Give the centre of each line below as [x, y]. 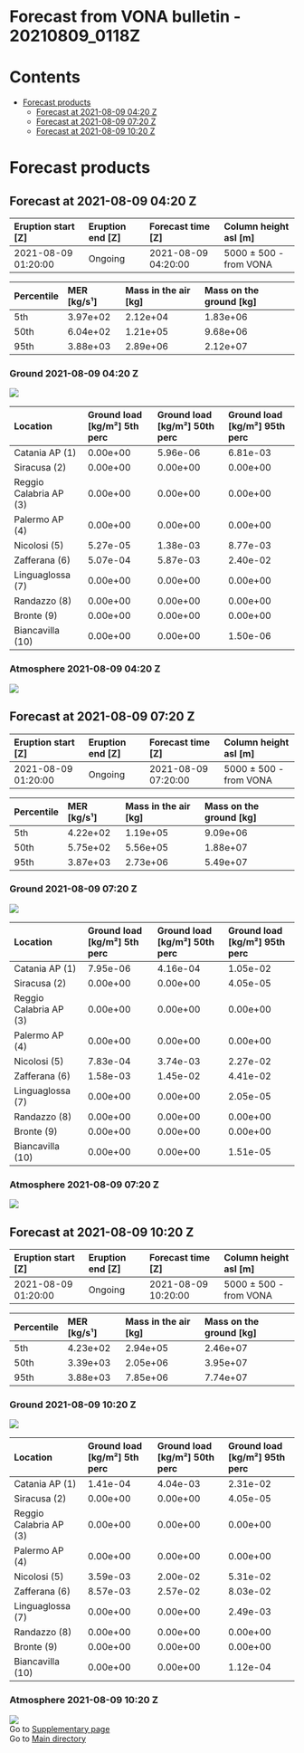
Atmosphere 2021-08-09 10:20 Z [84, 1701]
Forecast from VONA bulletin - [125, 17]
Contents [45, 77]
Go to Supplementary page [60, 1729]
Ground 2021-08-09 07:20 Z [73, 889]
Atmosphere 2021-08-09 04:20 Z [85, 669]
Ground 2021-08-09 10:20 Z [73, 1405]
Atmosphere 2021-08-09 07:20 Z [85, 1185]
